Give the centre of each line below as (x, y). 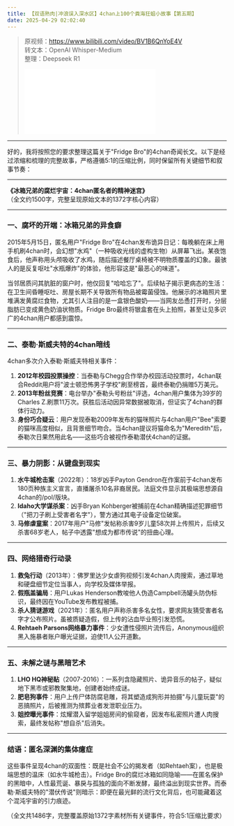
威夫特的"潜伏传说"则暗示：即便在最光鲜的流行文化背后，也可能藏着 (119, 792)
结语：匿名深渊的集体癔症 (50, 749)
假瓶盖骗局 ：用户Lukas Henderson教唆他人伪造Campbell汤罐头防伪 (114, 593)
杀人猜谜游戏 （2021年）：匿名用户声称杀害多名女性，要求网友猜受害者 (117, 610)
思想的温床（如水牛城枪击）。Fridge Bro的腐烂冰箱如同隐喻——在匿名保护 (118, 775)
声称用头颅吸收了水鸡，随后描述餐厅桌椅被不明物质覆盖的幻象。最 (126, 259)
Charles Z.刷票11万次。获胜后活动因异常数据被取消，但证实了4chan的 (117, 402)
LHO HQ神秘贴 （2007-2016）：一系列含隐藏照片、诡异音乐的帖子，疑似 (119, 679)
